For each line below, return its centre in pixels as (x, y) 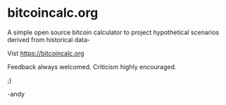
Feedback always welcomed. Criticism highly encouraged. (92, 66)
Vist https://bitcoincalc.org (46, 53)
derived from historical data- (49, 39)
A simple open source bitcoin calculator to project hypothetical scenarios (113, 32)
